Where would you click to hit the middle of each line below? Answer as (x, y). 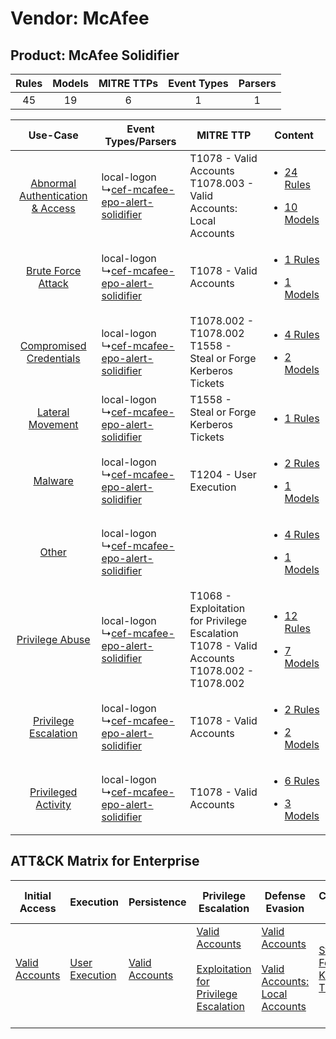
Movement (53, 424)
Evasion (285, 908)
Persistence (157, 902)
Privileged (53, 792)
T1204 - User (223, 474)
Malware (53, 480)
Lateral (53, 412)
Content (294, 135)
